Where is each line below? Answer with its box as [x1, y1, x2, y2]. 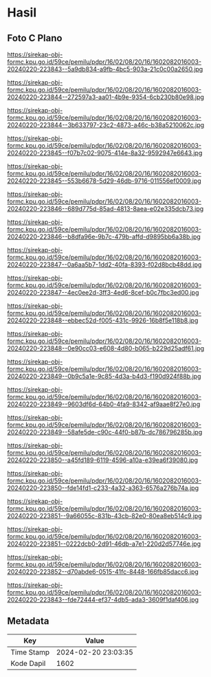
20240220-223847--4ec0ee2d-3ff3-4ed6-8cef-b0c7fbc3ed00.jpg [7, 289, 199, 296]
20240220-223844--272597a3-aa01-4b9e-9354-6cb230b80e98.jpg [7, 93, 205, 101]
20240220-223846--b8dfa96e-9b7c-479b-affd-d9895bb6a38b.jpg [7, 232, 201, 241]
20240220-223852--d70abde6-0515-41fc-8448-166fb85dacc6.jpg [7, 568, 199, 575]
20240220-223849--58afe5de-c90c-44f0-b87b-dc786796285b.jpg [7, 428, 203, 436]
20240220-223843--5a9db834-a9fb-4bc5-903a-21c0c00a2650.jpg [7, 65, 203, 73]
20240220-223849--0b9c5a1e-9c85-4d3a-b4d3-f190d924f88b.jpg [7, 373, 201, 380]
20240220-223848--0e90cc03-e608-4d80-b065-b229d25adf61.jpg [7, 344, 205, 352]
